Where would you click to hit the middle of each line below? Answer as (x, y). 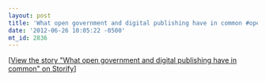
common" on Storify (41, 69)
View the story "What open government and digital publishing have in (124, 60)
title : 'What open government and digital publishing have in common (125, 23)
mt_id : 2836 (28, 38)
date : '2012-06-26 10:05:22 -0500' (67, 30)
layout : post (30, 15)
